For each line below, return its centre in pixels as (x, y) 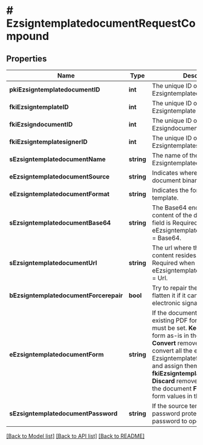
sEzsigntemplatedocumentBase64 (60, 223)
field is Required (175, 223)
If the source (170, 406)
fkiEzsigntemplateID (39, 107)
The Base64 (169, 208)
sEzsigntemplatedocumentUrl (53, 263)
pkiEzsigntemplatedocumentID (55, 90)
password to (169, 421)
